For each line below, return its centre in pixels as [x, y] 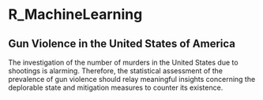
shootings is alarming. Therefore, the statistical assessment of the [116, 71]
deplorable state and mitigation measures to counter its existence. [116, 87]
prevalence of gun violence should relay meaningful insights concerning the [132, 79]
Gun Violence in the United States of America [122, 44]
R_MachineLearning [75, 15]
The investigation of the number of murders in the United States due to [123, 62]
